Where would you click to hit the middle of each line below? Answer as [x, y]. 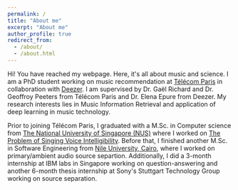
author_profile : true [40, 34]
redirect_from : [30, 41]
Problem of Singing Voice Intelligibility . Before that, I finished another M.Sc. [118, 140]
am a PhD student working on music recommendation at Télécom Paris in [115, 81]
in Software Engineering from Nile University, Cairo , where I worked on [111, 148]
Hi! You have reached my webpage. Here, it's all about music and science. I [118, 74]
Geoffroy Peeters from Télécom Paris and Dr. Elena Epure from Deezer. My [117, 96]
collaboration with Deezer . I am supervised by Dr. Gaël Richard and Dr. [110, 89]
